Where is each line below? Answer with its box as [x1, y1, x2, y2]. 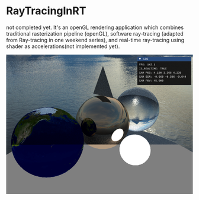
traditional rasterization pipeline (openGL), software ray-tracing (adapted [6, 30, 184, 37]
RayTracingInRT [6, 4, 86, 18]
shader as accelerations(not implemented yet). [6, 43, 120, 50]
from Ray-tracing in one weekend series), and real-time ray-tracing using [6, 36, 185, 43]
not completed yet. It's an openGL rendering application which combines [6, 24, 184, 31]
